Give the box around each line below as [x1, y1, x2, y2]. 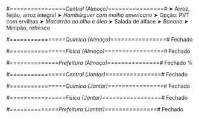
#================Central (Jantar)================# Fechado [6, 71, 188, 78]
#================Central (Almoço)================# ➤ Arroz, [6, 5, 190, 12]
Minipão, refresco [6, 24, 50, 31]
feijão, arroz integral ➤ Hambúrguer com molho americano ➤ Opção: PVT [6, 11, 190, 19]
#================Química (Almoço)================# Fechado [6, 36, 193, 43]
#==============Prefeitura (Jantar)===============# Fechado [6, 106, 184, 113]
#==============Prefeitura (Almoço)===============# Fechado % [6, 59, 193, 66]
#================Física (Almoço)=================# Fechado [6, 47, 191, 55]
